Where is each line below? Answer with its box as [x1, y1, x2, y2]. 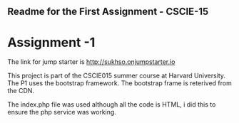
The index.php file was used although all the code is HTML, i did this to [7, 100, 216, 109]
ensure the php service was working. [7, 108, 116, 117]
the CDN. [7, 87, 34, 95]
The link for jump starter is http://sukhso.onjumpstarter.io [7, 58, 176, 66]
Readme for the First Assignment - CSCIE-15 [7, 6, 209, 18]
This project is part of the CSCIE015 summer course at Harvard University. [7, 71, 226, 80]
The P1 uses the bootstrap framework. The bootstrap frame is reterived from [7, 79, 232, 87]
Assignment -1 [7, 34, 96, 50]
